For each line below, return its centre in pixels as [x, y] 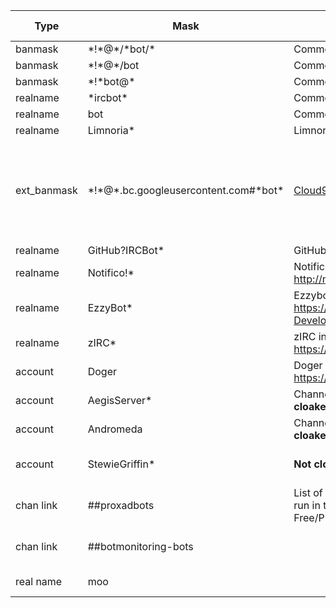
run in [307, 505]
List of [308, 492]
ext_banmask [46, 190]
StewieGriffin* [121, 464]
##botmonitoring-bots [140, 546]
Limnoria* [111, 130]
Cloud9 [311, 190]
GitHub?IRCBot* [126, 250]
